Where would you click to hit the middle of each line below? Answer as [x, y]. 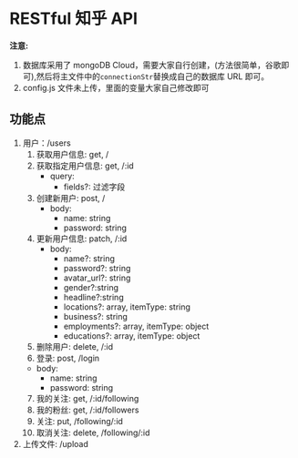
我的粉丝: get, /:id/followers [87, 410]
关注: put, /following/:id [79, 421]
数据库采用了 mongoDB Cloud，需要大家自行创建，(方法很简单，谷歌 [152, 65]
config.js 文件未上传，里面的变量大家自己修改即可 [116, 87]
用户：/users [46, 143]
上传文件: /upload [56, 443]
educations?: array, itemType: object [132, 336]
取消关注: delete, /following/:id [93, 433]
